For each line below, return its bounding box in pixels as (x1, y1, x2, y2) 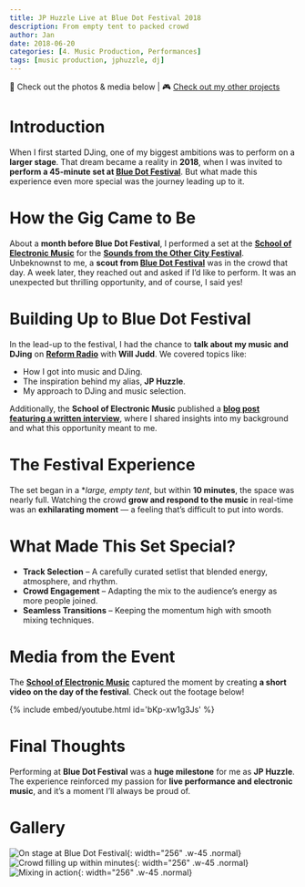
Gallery (9, 817, 66, 838)
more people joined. (22, 594, 98, 606)
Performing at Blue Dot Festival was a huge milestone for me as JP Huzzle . (9, 766, 296, 777)
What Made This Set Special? (9, 535, 237, 556)
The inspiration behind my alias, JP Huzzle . (22, 376, 186, 387)
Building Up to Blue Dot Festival (9, 309, 252, 329)
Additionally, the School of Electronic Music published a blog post (9, 403, 260, 414)
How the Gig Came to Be (9, 208, 196, 229)
